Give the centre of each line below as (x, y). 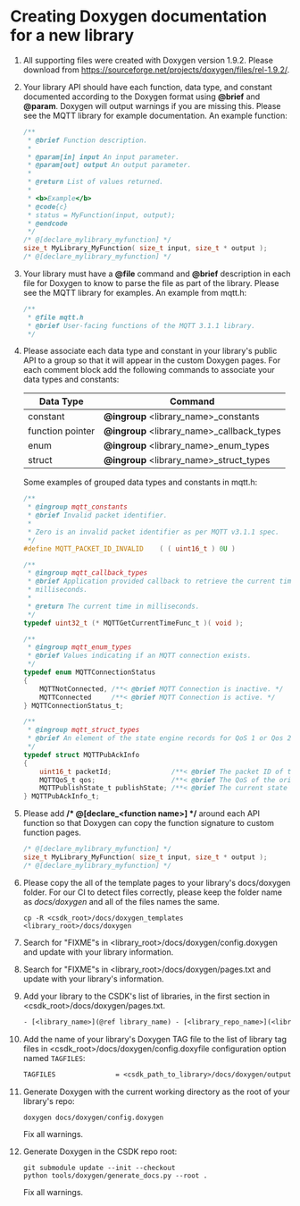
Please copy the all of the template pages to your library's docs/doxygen (157, 882)
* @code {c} (47, 207)
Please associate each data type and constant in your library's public (150, 351)
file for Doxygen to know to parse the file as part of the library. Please (151, 283)
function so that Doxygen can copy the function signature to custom (149, 823)
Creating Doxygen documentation (138, 17)
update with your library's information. (93, 978)
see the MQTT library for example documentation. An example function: (155, 115)
